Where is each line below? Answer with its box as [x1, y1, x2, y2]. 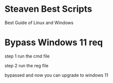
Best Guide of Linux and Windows [4, 20, 74, 26]
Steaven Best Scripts [4, 3, 92, 15]
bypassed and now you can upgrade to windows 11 [4, 72, 109, 78]
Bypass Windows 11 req [4, 37, 103, 48]
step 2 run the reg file [4, 62, 49, 68]
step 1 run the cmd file [4, 53, 50, 59]
